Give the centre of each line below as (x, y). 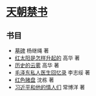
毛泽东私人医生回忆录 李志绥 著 (52, 73)
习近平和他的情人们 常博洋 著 (50, 87)
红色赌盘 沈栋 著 (34, 80)
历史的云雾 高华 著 (37, 65)
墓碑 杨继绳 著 (32, 51)
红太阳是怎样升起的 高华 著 (47, 58)
